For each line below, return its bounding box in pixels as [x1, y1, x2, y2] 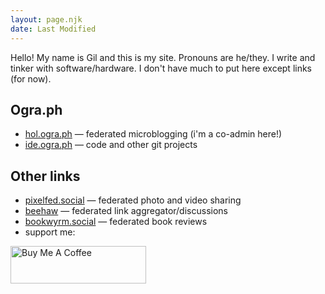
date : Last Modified [10, 24, 97, 34]
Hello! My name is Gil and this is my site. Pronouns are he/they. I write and [10, 51, 316, 63]
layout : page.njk [10, 14, 83, 25]
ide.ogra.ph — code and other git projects [24, 139, 198, 151]
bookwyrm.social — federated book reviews [24, 216, 208, 228]
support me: [24, 226, 76, 238]
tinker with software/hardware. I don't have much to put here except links [10, 62, 313, 74]
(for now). [10, 72, 52, 85]
